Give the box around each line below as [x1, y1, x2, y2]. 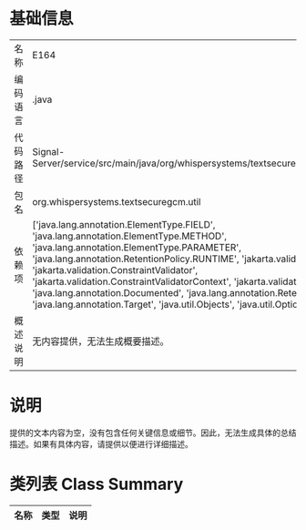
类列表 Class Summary [9, 474, 184, 494]
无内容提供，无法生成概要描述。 [32, 334, 170, 347]
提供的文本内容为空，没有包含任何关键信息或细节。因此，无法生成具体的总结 [9, 427, 297, 438]
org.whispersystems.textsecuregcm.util [32, 195, 201, 208]
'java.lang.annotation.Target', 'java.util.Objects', [32, 298, 235, 311]
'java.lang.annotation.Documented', [32, 286, 185, 299]
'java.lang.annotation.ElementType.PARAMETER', [32, 240, 242, 253]
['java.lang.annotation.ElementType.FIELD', [32, 218, 216, 230]
